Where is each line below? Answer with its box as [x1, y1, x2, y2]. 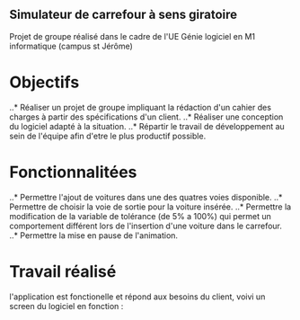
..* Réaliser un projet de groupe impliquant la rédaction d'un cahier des [9, 102, 272, 112]
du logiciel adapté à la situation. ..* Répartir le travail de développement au [9, 120, 285, 131]
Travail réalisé [9, 261, 117, 281]
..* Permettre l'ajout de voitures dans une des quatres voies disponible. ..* [9, 191, 283, 202]
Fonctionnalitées [9, 162, 137, 182]
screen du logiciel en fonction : [9, 300, 124, 311]
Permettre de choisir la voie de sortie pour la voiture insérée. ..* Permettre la [9, 201, 292, 212]
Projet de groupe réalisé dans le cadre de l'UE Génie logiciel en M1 [9, 31, 256, 41]
